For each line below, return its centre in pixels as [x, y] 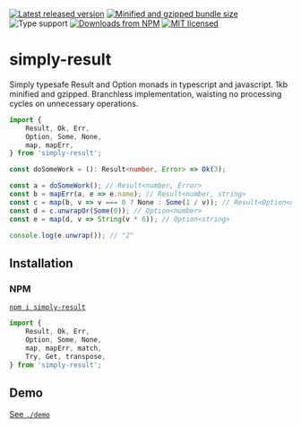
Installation [41, 263]
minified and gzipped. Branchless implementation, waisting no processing [146, 93]
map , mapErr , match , [64, 348]
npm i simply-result [48, 308]
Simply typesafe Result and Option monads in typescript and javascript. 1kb [149, 84]
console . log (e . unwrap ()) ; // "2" [72, 235]
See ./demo [30, 415]
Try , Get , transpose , [65, 356]
